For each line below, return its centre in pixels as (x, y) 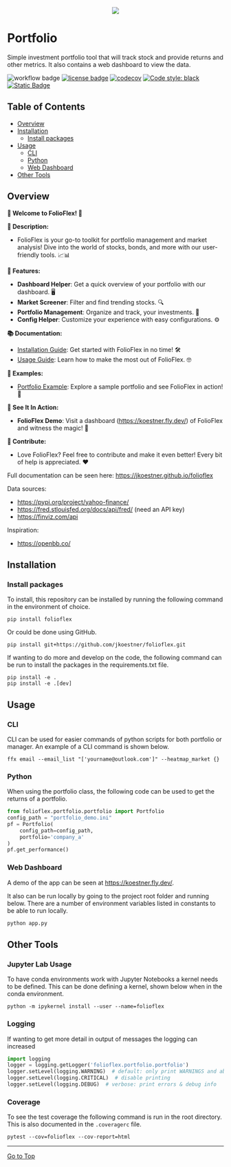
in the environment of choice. (49, 607)
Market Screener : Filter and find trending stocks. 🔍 (90, 302)
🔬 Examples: (25, 373)
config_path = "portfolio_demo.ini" (59, 818)
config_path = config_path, (57, 830)
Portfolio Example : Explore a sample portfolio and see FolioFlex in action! (120, 386)
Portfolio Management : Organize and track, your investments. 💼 (108, 312)
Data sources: (27, 488)
